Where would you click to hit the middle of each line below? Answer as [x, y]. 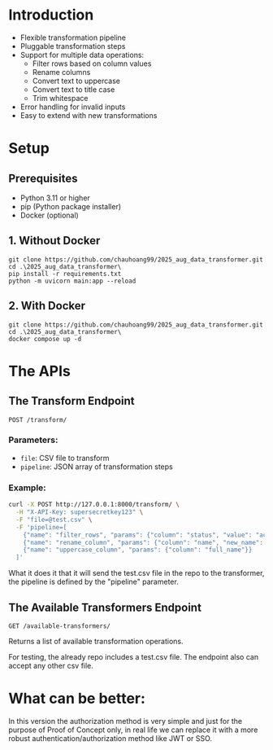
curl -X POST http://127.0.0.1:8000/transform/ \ [94, 505]
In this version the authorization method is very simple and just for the [125, 721]
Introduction [51, 15]
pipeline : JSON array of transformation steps [96, 467]
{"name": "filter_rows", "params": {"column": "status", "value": [138, 535]
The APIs [40, 371]
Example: [27, 488]
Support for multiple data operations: [82, 55]
